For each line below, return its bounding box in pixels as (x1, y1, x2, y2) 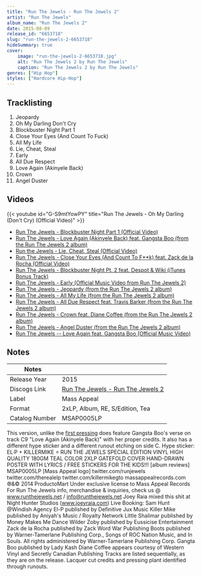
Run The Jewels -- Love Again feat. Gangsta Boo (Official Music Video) (15, 330, 191, 337)
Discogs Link (10, 385, 47, 393)
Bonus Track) (15, 273, 49, 280)
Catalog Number (10, 414, 56, 422)
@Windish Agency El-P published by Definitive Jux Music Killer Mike (7, 505, 176, 513)
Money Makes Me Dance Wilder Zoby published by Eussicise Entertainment (7, 518, 193, 525)
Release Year (10, 375, 47, 383)
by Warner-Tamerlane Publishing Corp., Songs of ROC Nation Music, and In (7, 531, 193, 538)
